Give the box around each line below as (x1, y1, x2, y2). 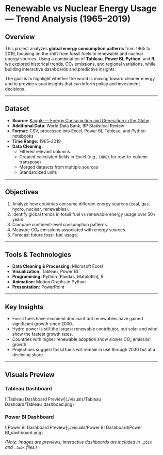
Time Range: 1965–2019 (12, 138, 61, 144)
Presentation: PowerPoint (12, 284, 65, 290)
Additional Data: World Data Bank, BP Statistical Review (12, 123, 125, 128)
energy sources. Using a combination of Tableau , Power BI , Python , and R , (5, 56, 156, 61)
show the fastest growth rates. (12, 331, 73, 337)
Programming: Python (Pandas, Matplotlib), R (12, 273, 104, 280)
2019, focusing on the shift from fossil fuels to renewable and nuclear (5, 51, 144, 56)
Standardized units (19, 169, 57, 175)
